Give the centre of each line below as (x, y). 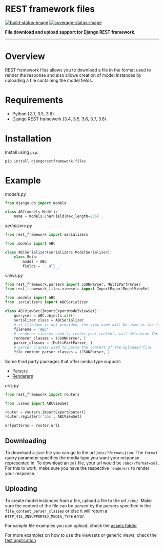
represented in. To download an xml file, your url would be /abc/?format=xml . (82, 463)
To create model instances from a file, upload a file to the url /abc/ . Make (79, 501)
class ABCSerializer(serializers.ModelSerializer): (59, 252)
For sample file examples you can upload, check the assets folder (71, 525)
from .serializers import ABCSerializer (47, 302)
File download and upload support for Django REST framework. (70, 32)
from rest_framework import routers (42, 394)
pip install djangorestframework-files (46, 161)
